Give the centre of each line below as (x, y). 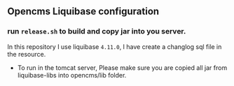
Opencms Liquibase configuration (83, 12)
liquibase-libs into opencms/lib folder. (72, 75)
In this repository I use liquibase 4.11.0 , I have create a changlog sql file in (115, 46)
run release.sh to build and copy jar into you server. (97, 31)
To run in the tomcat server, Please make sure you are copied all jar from (122, 67)
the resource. (27, 54)
